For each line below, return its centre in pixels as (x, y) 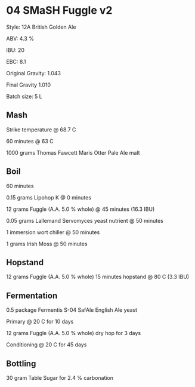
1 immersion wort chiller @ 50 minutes (53, 232)
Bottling (21, 363)
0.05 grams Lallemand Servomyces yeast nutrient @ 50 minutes (85, 220)
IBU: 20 (16, 50)
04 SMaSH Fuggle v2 (59, 10)
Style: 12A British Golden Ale (41, 27)
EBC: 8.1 (16, 62)
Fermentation (32, 295)
